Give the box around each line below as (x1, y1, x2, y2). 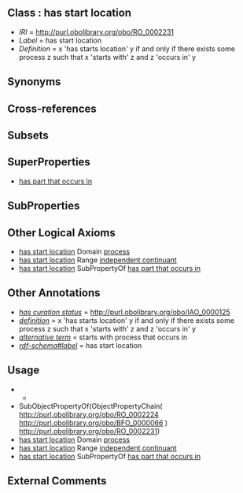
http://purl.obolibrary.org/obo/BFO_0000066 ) (18, 417, 168, 428)
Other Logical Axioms (7, 226, 116, 239)
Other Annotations (7, 287, 101, 300)
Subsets (7, 128, 49, 142)
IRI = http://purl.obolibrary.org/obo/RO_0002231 (18, 27, 175, 36)
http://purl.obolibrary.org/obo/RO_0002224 (18, 410, 159, 419)
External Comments (7, 474, 107, 487)
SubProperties (7, 199, 80, 213)
